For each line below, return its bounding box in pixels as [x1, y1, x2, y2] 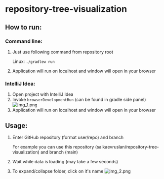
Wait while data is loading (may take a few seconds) [12, 158, 119, 164]
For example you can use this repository [12, 144, 94, 149]
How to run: [5, 23, 42, 31]
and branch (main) [40, 149, 78, 155]
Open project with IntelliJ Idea [12, 91, 74, 97]
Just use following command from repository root [12, 49, 114, 55]
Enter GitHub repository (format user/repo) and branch [12, 134, 124, 140]
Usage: [5, 121, 28, 130]
